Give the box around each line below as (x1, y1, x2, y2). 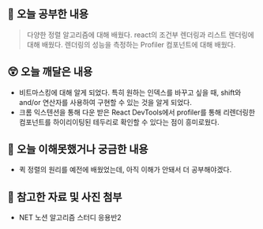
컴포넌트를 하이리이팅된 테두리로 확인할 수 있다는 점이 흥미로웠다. (18, 117, 220, 126)
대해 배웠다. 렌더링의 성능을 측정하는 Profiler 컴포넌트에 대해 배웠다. (26, 39, 236, 49)
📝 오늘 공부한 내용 (7, 7, 88, 21)
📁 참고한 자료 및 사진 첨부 (7, 190, 122, 204)
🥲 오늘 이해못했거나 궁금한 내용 (7, 143, 148, 156)
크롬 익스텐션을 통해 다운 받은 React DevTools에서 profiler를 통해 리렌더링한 (18, 107, 256, 117)
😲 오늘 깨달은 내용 (7, 66, 93, 79)
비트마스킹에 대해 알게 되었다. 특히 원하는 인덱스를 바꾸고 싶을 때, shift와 (18, 88, 242, 97)
